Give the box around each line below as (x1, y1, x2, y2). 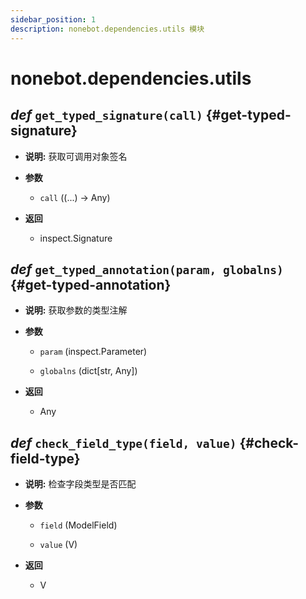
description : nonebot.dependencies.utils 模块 (10, 24, 205, 34)
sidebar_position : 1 (10, 14, 97, 25)
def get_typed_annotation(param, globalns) (10, 261, 284, 278)
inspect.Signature (39, 232, 113, 244)
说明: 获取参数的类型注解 (24, 304, 128, 316)
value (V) (39, 539, 78, 551)
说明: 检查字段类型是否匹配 (24, 478, 137, 490)
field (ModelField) (39, 519, 118, 531)
